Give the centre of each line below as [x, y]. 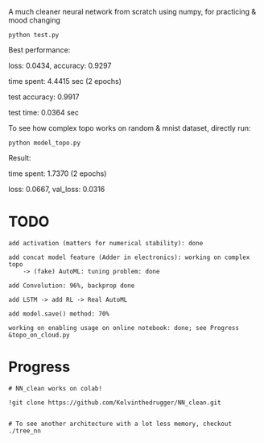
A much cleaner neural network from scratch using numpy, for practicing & [132, 12]
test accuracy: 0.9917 [44, 97]
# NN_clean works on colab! [56, 388]
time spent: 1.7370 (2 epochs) [58, 173]
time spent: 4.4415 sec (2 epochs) [65, 81]
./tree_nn [25, 431]
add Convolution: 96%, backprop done [72, 286]
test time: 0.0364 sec [43, 113]
